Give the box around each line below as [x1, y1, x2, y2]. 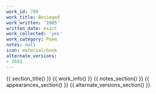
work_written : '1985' [6, 20, 60, 26]
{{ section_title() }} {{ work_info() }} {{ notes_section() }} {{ [6, 75, 149, 82]
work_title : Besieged [6, 14, 60, 20]
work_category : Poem [6, 36, 58, 42]
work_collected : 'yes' [6, 31, 63, 37]
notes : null [6, 42, 36, 48]
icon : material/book [6, 48, 58, 54]
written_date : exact [6, 25, 58, 32]
